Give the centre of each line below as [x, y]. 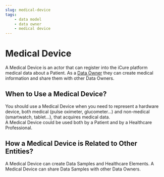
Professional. [19, 128]
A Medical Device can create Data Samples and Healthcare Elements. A [79, 163]
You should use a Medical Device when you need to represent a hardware [82, 106]
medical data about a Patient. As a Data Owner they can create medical [79, 73]
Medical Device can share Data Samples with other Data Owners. [73, 169]
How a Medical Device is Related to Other [71, 143]
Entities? [19, 152]
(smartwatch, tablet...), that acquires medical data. [58, 117]
